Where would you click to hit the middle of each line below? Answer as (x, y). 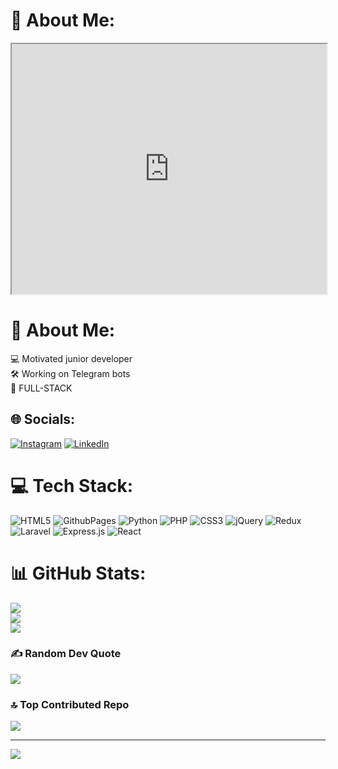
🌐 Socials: (43, 419)
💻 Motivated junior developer (71, 358)
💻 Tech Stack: (72, 485)
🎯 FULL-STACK (41, 388)
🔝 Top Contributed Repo (70, 704)
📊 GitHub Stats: (78, 573)
